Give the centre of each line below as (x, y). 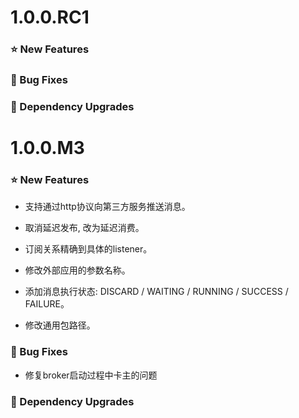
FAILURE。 (47, 304)
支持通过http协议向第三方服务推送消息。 (107, 207)
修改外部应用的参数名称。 (77, 270)
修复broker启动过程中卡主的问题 (91, 375)
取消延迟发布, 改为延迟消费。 (84, 228)
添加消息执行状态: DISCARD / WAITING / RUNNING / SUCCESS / (156, 292)
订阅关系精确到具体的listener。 (88, 249)
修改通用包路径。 (60, 325)
